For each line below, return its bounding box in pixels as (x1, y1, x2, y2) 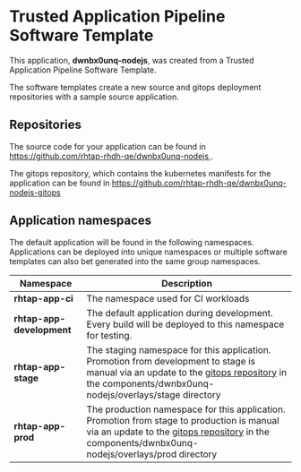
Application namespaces (9, 213, 152, 228)
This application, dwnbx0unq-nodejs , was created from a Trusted (9, 55, 254, 65)
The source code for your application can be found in (9, 141, 206, 151)
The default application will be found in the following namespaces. (9, 236, 254, 247)
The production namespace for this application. (86, 403, 286, 416)
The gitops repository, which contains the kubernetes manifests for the (9, 167, 271, 178)
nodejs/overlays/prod (86, 448, 177, 460)
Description (160, 277, 213, 289)
